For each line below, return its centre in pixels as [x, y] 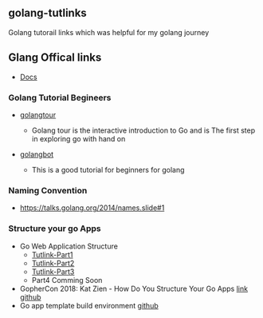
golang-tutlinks [48, 13]
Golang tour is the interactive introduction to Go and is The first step [143, 130]
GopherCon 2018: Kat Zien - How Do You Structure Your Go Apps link [134, 288]
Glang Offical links [55, 58]
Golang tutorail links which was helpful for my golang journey [109, 32]
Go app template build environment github [89, 305]
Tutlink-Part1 [52, 254]
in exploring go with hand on [79, 138]
